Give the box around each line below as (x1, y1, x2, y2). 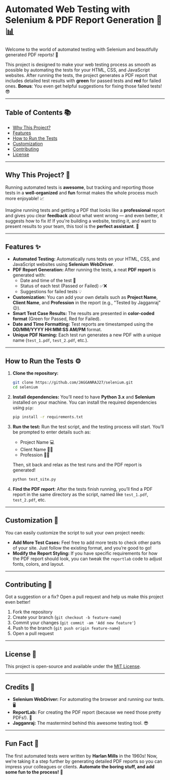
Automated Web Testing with (5, 4, 131, 15)
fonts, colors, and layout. (12, 561, 65, 567)
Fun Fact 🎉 (5, 739, 39, 748)
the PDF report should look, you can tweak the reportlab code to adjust (12, 556, 162, 562)
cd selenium (12, 385, 38, 390)
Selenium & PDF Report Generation (5, 14, 154, 26)
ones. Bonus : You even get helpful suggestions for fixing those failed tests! (5, 83, 162, 89)
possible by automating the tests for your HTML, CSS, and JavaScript (5, 67, 150, 73)
